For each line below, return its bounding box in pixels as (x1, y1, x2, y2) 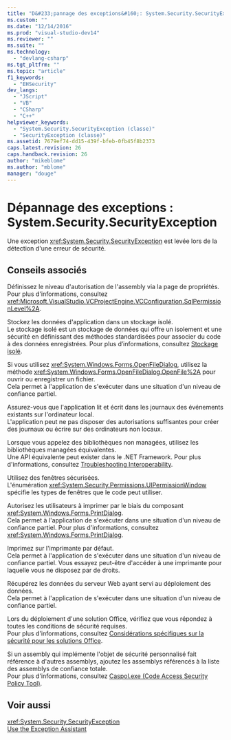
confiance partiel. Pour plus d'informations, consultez (7, 524, 159, 532)
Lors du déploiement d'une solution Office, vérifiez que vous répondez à (7, 615, 212, 623)
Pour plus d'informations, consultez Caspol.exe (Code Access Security (7, 672, 208, 680)
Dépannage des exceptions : (7, 200, 174, 215)
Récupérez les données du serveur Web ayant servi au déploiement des (7, 580, 211, 588)
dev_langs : (7, 87, 38, 94)
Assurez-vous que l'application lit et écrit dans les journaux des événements (7, 403, 223, 412)
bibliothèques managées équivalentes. (7, 445, 117, 454)
